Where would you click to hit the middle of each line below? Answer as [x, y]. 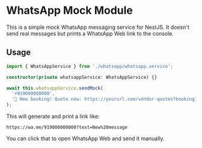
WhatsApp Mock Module [70, 11]
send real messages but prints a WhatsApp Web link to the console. [90, 33]
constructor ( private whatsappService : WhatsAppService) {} [82, 77]
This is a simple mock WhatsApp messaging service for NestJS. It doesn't [98, 27]
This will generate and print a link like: [53, 116]
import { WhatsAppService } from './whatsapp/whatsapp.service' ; [90, 66]
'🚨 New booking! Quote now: [47, 99]
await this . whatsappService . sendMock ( [55, 88]
